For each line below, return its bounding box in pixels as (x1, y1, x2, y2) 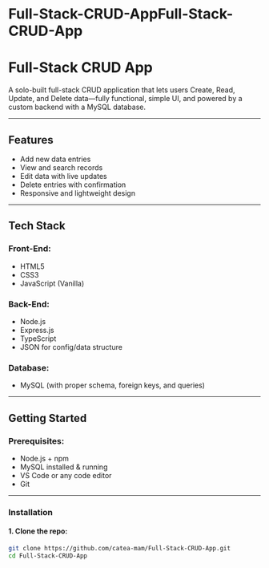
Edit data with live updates (19, 171, 107, 181)
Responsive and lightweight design (19, 188, 136, 197)
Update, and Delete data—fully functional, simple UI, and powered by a (8, 94, 243, 103)
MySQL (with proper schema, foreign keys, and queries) (19, 380, 206, 390)
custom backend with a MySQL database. (8, 102, 147, 112)
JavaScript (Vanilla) (19, 278, 85, 288)
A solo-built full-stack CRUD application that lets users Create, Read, (8, 85, 235, 95)
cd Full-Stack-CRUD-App (8, 551, 88, 560)
